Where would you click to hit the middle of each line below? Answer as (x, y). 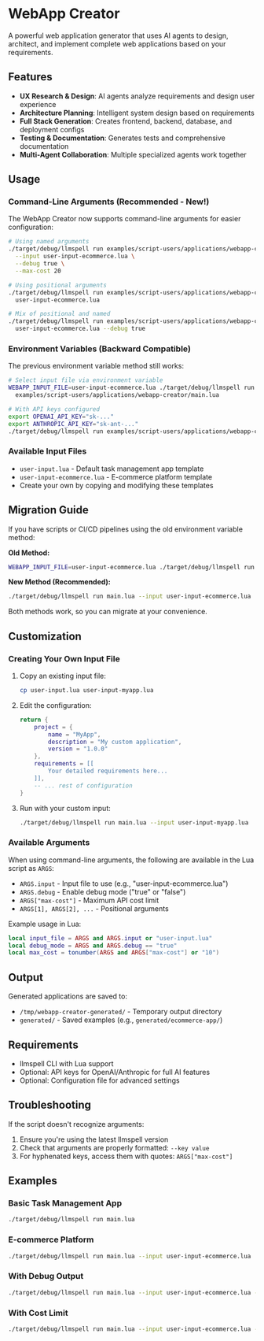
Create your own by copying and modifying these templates (116, 485)
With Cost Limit (38, 1313)
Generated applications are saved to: (68, 996)
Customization (45, 636)
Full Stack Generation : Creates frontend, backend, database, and (126, 121)
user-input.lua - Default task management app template (112, 469)
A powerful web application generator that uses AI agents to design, (119, 35)
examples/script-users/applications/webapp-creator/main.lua (117, 395)
